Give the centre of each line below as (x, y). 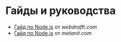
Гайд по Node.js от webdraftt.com (56, 27)
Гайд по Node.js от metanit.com (53, 33)
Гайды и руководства (61, 11)
